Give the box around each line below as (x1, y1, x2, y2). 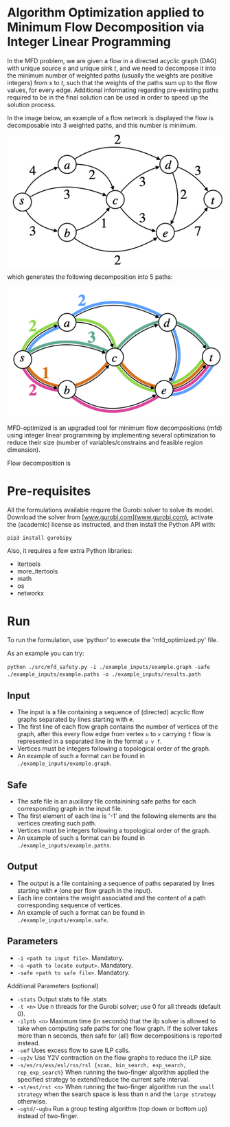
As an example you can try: (7, 649, 84, 657)
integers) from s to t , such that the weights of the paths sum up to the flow (7, 78, 218, 87)
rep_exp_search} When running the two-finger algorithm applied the (16, 1068, 209, 1076)
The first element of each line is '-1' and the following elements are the (16, 812, 217, 820)
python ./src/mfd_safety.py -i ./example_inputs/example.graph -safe (7, 664, 211, 671)
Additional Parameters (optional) (7, 981, 99, 990)
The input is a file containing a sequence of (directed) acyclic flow (16, 708, 205, 716)
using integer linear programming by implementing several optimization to (7, 431, 216, 440)
